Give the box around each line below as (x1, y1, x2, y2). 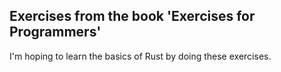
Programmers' (9, 24, 102, 41)
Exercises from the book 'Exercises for (9, 8, 256, 25)
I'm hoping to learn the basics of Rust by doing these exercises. (9, 50, 272, 62)
